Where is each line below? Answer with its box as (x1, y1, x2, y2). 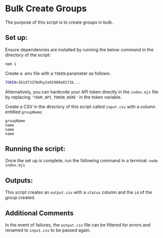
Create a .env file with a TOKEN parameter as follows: (5, 70, 111, 76)
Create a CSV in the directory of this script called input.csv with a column (5, 103, 156, 109)
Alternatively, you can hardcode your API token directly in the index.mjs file (5, 89, 159, 95)
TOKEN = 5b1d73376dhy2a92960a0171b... (5, 80, 81, 85)
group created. (5, 195, 36, 201)
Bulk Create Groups (5, 3, 87, 14)
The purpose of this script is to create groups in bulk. (5, 19, 114, 25)
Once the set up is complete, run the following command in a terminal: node (5, 158, 158, 164)
